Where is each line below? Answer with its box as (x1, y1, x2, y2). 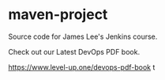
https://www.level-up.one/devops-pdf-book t (8, 62, 156, 72)
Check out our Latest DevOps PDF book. (8, 47, 141, 56)
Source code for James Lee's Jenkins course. (8, 32, 158, 41)
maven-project (8, 6, 108, 24)
